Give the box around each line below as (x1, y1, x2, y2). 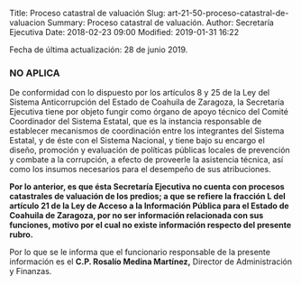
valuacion (9, 17, 46, 28)
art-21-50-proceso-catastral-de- (167, 8, 289, 18)
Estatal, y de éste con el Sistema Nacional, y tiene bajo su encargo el (9, 135, 266, 146)
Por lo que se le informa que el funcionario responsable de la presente (9, 247, 270, 258)
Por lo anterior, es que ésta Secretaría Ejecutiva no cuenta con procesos (9, 181, 286, 192)
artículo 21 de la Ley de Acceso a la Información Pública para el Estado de (9, 200, 290, 211)
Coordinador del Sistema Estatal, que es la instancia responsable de (9, 116, 262, 127)
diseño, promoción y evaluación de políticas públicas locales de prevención (9, 144, 290, 156)
